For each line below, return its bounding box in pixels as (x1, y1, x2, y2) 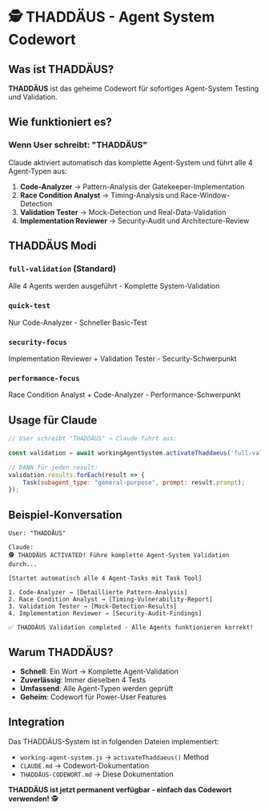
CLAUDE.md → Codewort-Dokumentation (19, 760, 150, 770)
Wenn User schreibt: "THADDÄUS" (8, 140, 148, 151)
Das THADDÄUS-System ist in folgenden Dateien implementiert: (8, 736, 219, 746)
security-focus (8, 338, 68, 346)
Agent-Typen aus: (8, 166, 67, 176)
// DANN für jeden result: (8, 464, 98, 472)
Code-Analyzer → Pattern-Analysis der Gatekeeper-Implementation (19, 181, 246, 191)
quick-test (8, 302, 50, 310)
